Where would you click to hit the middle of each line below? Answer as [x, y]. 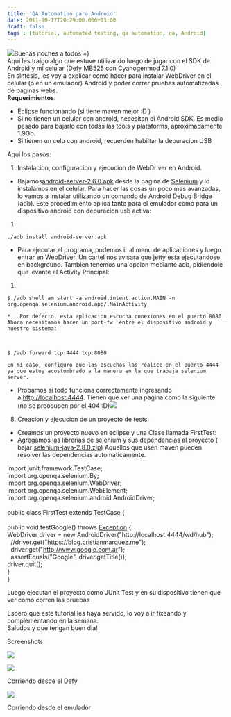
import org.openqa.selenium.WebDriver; [65, 483]
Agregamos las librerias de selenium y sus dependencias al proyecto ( [118, 440]
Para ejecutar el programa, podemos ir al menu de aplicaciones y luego [119, 250]
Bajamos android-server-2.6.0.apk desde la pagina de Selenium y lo [113, 181]
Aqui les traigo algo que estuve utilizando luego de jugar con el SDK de [109, 61]
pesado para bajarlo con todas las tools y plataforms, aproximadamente [120, 126]
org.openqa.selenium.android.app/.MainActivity [77, 304]
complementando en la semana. [53, 621]
